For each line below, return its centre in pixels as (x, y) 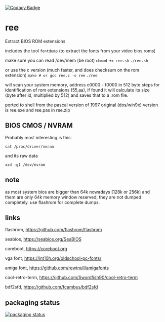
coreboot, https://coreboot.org (36, 249)
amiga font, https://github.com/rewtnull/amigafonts (57, 268)
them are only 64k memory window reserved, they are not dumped (73, 197)
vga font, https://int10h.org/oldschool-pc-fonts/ (53, 258)
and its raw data (21, 156)
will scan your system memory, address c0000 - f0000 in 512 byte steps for (82, 84)
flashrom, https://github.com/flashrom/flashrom (54, 230)
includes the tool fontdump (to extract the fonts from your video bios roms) (80, 51)
